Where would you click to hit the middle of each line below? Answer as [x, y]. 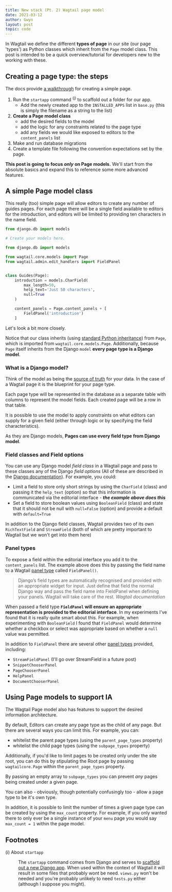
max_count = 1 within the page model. [45, 824]
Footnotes [22, 840]
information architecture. [32, 715]
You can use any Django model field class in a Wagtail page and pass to [81, 466]
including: [16, 649]
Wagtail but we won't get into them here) [48, 535]
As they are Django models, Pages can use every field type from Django [83, 436]
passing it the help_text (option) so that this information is [74, 492]
